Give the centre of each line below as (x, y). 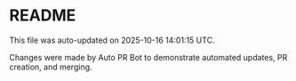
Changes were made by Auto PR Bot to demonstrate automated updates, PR (148, 57)
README (43, 16)
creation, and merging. (51, 67)
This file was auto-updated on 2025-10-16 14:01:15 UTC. (112, 40)
